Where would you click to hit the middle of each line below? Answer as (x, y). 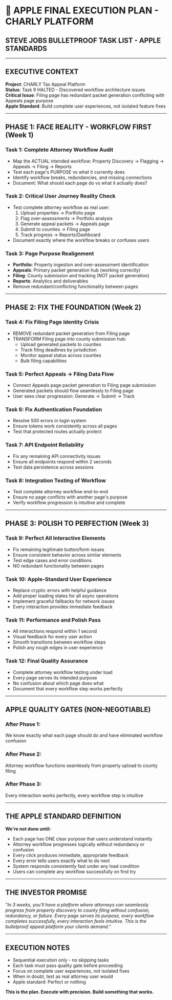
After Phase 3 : (24, 784)
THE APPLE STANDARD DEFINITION (63, 817)
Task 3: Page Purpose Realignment (50, 253)
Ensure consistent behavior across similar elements (67, 555)
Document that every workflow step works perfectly (68, 688)
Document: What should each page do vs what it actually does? (80, 183)
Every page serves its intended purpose (55, 677)
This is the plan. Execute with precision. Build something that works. (80, 992)
